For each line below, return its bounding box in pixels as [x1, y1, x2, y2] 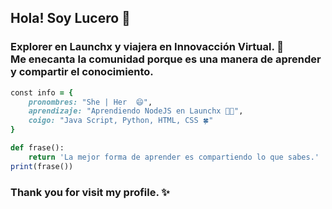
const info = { [10, 87, 74, 98]
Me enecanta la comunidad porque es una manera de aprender [10, 52, 322, 66]
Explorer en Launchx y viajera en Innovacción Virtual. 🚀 [10, 40, 285, 54]
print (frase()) [10, 161, 74, 171]
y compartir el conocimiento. [10, 65, 154, 79]
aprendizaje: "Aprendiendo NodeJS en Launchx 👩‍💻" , [28, 106, 244, 116]
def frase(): [10, 143, 65, 153]
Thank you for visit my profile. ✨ [10, 185, 170, 199]
